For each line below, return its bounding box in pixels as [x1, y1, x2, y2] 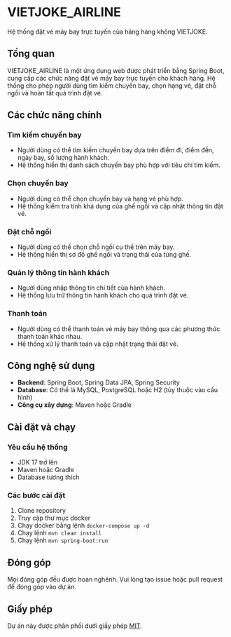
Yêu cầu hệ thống [7, 442, 68, 452]
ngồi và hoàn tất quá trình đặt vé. [7, 88, 103, 97]
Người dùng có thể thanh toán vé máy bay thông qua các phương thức [17, 324, 220, 333]
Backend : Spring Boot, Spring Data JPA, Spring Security [17, 378, 180, 387]
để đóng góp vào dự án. [7, 583, 77, 591]
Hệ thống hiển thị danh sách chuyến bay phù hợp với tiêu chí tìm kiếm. [17, 161, 220, 169]
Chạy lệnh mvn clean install [17, 529, 102, 537]
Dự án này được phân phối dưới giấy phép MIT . [7, 622, 142, 630]
